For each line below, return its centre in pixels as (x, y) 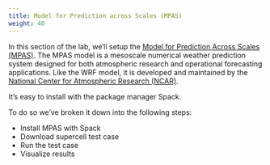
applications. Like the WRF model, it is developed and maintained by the (128, 72)
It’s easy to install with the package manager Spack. (95, 96)
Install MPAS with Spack (60, 128)
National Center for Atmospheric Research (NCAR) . (94, 81)
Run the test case (49, 145)
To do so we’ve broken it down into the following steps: (100, 112)
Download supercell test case (70, 136)
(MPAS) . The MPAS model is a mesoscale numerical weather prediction (127, 55)
